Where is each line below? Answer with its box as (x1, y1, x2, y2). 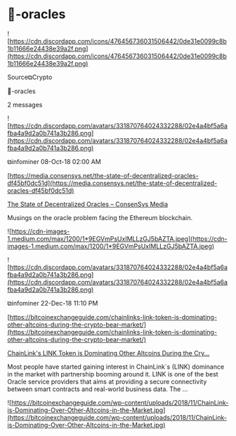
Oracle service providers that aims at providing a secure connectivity (7, 377, 207, 386)
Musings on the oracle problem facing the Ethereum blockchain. (7, 213, 193, 222)
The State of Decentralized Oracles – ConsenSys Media (7, 200, 169, 208)
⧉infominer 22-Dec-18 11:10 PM (7, 299, 98, 307)
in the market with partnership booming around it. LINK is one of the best (7, 369, 219, 378)
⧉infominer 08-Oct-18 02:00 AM (7, 157, 102, 165)
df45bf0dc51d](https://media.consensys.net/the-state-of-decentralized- (7, 179, 218, 187)
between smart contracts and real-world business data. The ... (7, 385, 188, 393)
